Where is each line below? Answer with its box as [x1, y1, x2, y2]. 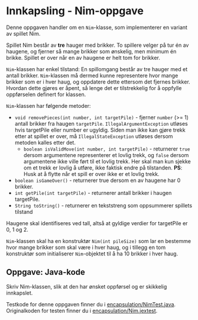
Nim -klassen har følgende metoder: [6, 102, 91, 109]
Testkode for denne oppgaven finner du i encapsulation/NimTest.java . [6, 300, 176, 308]
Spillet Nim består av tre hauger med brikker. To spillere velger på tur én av [6, 41, 189, 49]
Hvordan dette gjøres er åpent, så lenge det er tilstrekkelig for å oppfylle [6, 84, 182, 91]
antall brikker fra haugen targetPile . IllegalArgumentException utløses [14, 120, 188, 127]
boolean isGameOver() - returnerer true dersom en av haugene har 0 [14, 177, 181, 184]
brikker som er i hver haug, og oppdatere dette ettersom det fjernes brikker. [6, 78, 190, 85]
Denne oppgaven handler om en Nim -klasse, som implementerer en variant [6, 24, 188, 31]
